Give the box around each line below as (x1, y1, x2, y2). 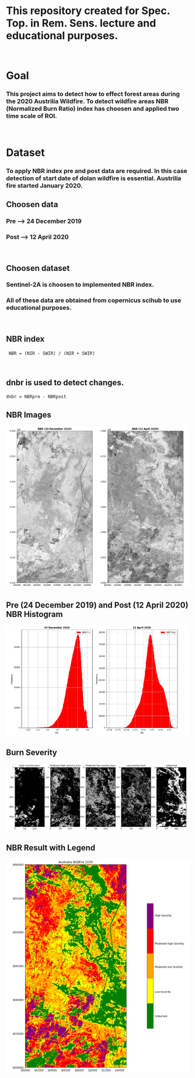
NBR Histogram (6, 609, 63, 619)
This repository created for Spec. (6, 4, 170, 18)
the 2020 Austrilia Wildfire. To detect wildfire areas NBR (6, 97, 169, 106)
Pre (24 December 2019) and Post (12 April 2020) (6, 600, 189, 610)
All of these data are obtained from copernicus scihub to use (6, 296, 182, 304)
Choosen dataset (6, 263, 70, 273)
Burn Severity (6, 748, 57, 758)
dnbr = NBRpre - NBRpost (6, 394, 67, 400)
